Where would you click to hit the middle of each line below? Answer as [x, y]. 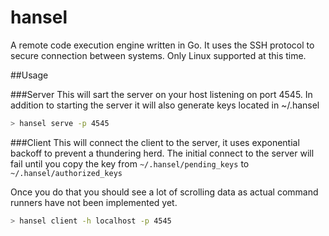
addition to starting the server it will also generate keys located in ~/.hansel [165, 105]
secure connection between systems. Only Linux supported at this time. [158, 55]
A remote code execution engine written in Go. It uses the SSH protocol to [162, 45]
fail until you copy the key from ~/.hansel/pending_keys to [130, 163]
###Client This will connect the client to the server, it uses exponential [155, 142]
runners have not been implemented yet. [94, 202]
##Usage [29, 75]
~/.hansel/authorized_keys [66, 173]
